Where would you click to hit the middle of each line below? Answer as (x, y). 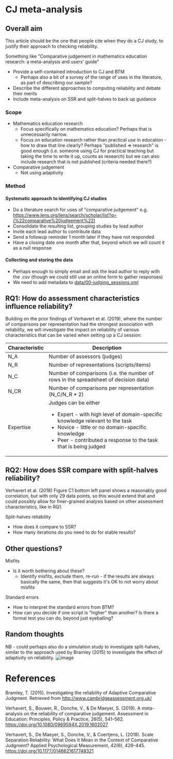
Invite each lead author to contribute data (57, 232)
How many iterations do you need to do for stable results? (74, 532)
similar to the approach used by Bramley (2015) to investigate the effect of (84, 652)
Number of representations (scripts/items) (100, 365)
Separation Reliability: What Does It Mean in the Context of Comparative (82, 740)
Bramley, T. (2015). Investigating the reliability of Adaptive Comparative (81, 693)
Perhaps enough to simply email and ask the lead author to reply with (86, 271)
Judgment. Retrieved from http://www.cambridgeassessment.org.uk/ (79, 698)
